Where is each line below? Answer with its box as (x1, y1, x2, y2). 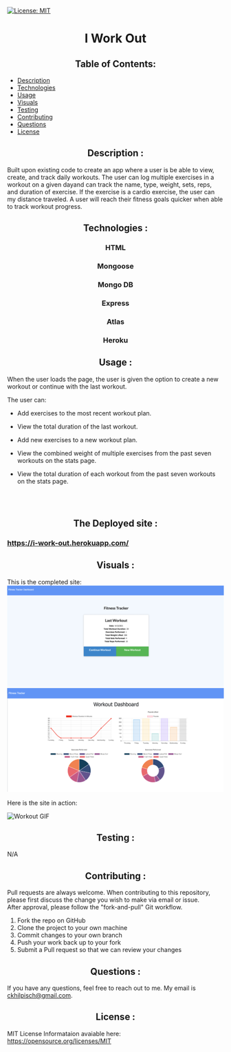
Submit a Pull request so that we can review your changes (16, 946, 182, 954)
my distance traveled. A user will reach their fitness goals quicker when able (7, 195, 223, 203)
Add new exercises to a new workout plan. (16, 435, 137, 444)
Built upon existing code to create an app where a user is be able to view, (7, 165, 214, 174)
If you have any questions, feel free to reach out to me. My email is (7, 984, 196, 992)
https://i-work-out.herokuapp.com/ (7, 538, 129, 548)
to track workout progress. (7, 202, 82, 210)
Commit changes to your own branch (16, 931, 122, 940)
